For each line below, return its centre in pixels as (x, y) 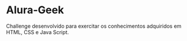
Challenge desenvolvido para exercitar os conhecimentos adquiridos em (94, 26)
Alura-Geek (35, 10)
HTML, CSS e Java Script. (38, 32)
